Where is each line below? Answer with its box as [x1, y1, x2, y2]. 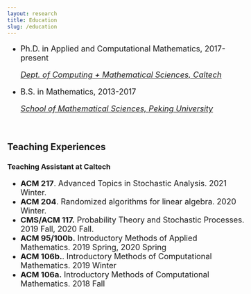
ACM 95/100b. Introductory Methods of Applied [20, 233, 198, 243]
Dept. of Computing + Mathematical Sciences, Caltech [20, 70, 222, 80]
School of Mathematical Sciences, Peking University [20, 104, 214, 114]
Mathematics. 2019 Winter [20, 260, 116, 270]
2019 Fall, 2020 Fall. [20, 224, 94, 234]
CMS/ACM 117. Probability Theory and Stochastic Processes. [20, 215, 245, 224]
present [20, 53, 49, 63]
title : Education [7, 17, 58, 24]
